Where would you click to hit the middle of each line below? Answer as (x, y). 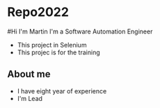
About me (29, 74)
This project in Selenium (52, 45)
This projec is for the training (58, 52)
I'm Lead (30, 98)
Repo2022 (38, 12)
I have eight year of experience (62, 91)
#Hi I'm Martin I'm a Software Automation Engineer (80, 31)
